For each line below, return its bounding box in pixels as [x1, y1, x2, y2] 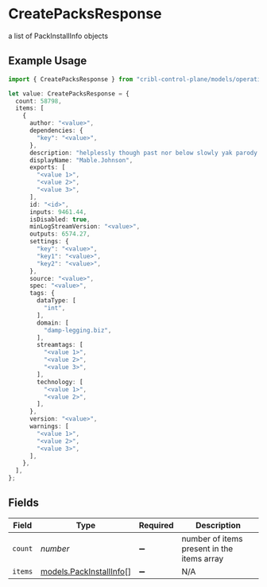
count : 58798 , [15, 97, 62, 105]
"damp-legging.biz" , [43, 326, 112, 334]
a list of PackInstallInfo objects [8, 31, 109, 41]
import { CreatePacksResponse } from [8, 75, 133, 84]
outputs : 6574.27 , [29, 230, 91, 239]
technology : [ [37, 378, 83, 386]
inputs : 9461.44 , [29, 208, 87, 216]
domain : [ [37, 319, 69, 327]
